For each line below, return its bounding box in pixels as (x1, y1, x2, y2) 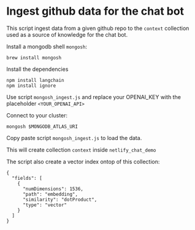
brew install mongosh (6, 54, 62, 61)
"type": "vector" (22, 202, 67, 208)
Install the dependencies (6, 65, 69, 73)
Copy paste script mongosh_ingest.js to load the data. (6, 134, 142, 141)
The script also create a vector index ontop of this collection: (6, 158, 160, 165)
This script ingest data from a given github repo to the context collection (6, 24, 189, 32)
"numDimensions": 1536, (22, 185, 84, 192)
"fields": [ (12, 175, 43, 181)
